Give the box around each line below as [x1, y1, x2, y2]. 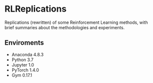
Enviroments [4, 39, 44, 47]
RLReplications [4, 3, 67, 15]
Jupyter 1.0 [11, 62, 35, 67]
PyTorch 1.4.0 [11, 67, 39, 73]
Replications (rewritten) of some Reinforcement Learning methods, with [4, 19, 148, 25]
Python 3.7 [11, 57, 34, 63]
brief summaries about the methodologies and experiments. [4, 24, 125, 30]
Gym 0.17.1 [11, 72, 32, 78]
